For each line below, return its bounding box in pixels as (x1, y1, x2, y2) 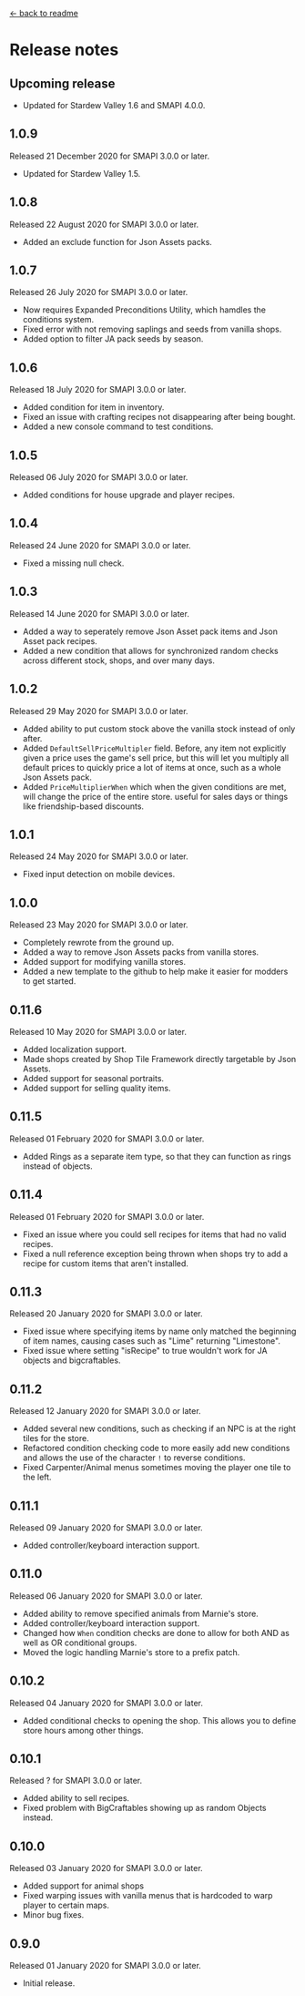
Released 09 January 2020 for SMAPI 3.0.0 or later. (9, 1522, 203, 1533)
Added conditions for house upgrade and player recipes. (22, 489, 235, 500)
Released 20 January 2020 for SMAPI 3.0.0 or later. (9, 1308, 203, 1319)
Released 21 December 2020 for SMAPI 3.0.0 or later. (9, 150, 210, 161)
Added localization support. (22, 1043, 127, 1055)
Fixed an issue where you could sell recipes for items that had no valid (22, 1229, 287, 1240)
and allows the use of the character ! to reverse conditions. (22, 1452, 246, 1463)
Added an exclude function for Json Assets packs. (22, 236, 212, 247)
